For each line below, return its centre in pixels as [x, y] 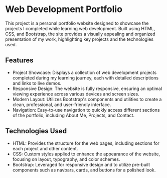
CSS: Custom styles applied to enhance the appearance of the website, [86, 154]
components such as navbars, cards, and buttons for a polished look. [84, 170]
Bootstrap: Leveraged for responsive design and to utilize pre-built [81, 164]
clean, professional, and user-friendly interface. [62, 105]
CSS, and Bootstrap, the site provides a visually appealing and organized [80, 34]
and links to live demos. [37, 83]
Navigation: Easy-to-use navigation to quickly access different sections [86, 110]
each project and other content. [45, 148]
